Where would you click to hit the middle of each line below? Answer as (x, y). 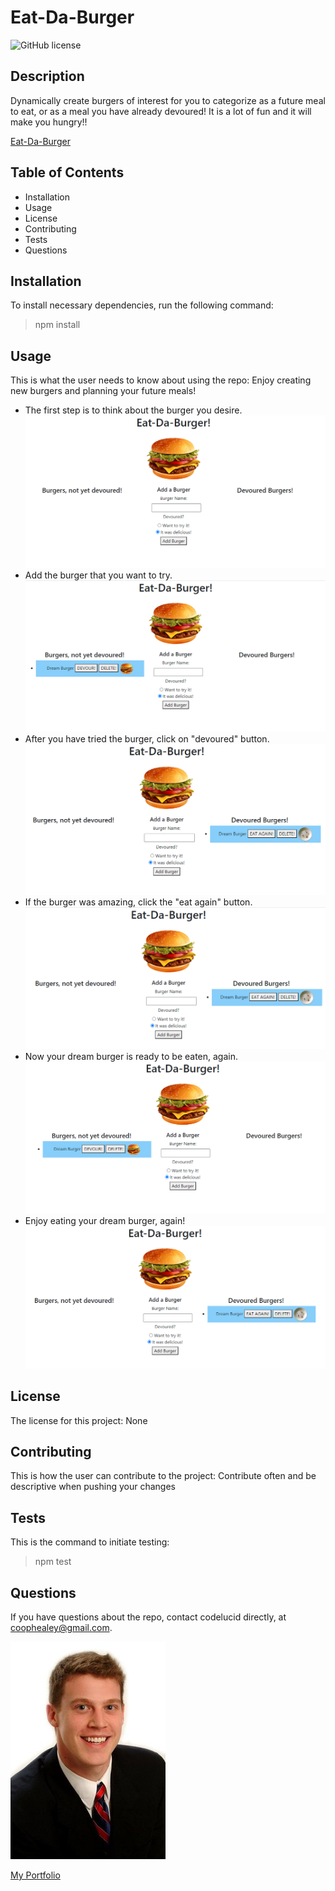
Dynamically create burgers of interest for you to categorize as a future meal (168, 100)
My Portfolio (35, 1875)
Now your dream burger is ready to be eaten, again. (131, 1056)
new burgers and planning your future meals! (103, 391)
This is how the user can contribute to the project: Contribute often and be (163, 1476)
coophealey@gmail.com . (61, 1628)
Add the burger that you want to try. (98, 575)
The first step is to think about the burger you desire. (133, 410)
